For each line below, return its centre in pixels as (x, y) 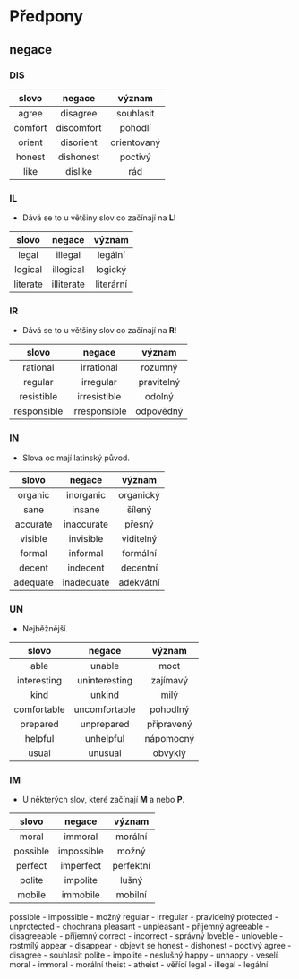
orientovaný (136, 142)
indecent (86, 568)
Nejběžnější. (45, 629)
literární (111, 284)
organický (139, 494)
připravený (169, 725)
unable (105, 666)
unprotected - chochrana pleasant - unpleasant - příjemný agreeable (137, 927)
